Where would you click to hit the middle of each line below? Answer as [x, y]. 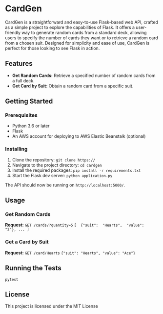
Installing [16, 149]
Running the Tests [33, 268]
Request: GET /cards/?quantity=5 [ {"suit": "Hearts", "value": [75, 225]
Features [19, 64]
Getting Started [29, 101]
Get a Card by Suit [27, 242]
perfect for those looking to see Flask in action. [52, 48]
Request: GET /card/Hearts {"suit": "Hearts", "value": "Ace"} [70, 253]
